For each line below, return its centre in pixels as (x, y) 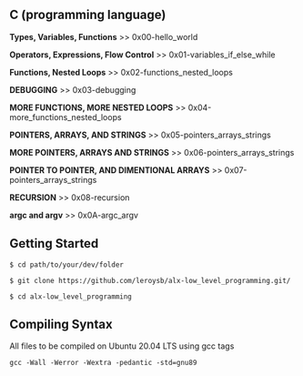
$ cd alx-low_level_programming (71, 296)
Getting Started (54, 244)
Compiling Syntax (61, 325)
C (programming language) (88, 15)
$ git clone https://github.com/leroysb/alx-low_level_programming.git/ (150, 280)
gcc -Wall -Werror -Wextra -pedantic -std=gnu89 (103, 363)
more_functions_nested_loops (66, 117)
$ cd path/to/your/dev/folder (67, 264)
